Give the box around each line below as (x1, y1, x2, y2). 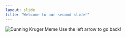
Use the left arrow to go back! (59, 26, 121, 32)
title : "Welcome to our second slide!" (5, 12, 90, 17)
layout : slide (5, 7, 36, 13)
